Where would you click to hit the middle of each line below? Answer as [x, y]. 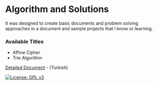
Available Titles [24, 41]
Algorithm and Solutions [57, 9]
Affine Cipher [26, 53]
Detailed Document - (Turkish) [37, 68]
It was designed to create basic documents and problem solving [72, 23]
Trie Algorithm [27, 58]
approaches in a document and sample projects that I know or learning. [79, 28]
